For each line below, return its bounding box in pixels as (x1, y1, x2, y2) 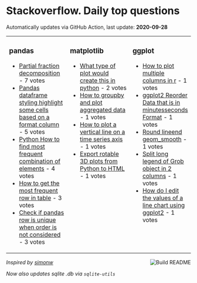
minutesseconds (142, 106, 188, 114)
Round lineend (142, 127, 182, 136)
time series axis (80, 135, 123, 143)
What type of (80, 62, 116, 70)
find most (19, 142, 45, 150)
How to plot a (80, 120, 117, 129)
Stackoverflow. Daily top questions (6, 4, 180, 18)
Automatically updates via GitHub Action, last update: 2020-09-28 (6, 23, 168, 31)
